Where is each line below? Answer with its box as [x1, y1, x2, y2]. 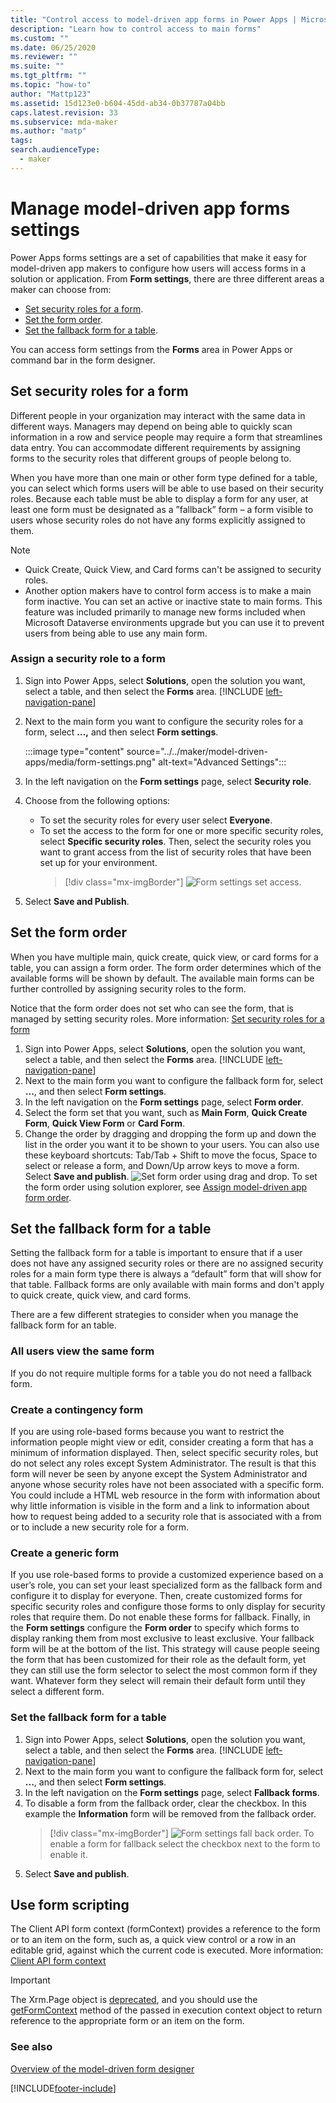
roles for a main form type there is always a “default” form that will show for [10, 1268, 322, 1280]
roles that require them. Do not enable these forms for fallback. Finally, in [10, 1611, 311, 1623]
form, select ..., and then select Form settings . [24, 726, 219, 738]
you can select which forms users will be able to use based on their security [10, 482, 324, 494]
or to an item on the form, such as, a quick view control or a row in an [10, 1934, 297, 1946]
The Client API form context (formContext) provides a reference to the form [10, 1923, 321, 1935]
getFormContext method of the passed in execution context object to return [10, 2004, 323, 2016]
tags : [10, 136, 33, 146]
